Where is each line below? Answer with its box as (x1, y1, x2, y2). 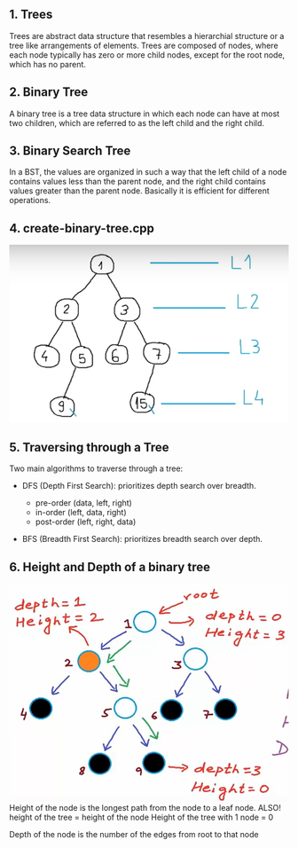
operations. (9, 195, 51, 206)
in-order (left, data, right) (35, 507, 127, 518)
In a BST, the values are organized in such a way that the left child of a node (9, 167, 287, 177)
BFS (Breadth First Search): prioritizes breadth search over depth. (21, 534, 263, 545)
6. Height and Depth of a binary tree (9, 559, 211, 575)
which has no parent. (9, 59, 87, 69)
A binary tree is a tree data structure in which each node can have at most (9, 108, 280, 119)
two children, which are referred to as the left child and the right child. (9, 117, 264, 128)
